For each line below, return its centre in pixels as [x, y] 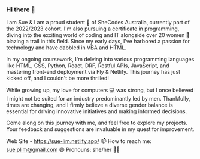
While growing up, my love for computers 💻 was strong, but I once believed [100, 90]
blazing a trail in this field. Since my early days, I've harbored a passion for [98, 42]
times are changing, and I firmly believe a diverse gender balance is [90, 105]
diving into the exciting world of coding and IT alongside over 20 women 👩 [98, 35]
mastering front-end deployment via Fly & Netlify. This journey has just [93, 72]
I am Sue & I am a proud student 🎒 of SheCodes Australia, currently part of [98, 23]
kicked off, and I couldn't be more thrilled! [58, 78]
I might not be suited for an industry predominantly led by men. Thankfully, [98, 99]
